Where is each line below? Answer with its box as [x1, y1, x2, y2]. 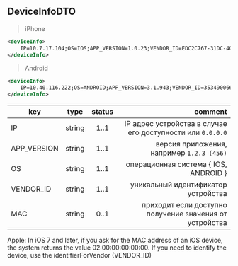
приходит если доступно [141, 200, 227, 210]
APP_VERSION [11, 144, 59, 154]
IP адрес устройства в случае [124, 119, 227, 129]
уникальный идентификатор [130, 180, 227, 190]
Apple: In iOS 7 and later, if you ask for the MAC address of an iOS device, [7, 236, 223, 245]
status [91, 107, 114, 117]
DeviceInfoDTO [7, 6, 76, 18]
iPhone [24, 24, 46, 33]
